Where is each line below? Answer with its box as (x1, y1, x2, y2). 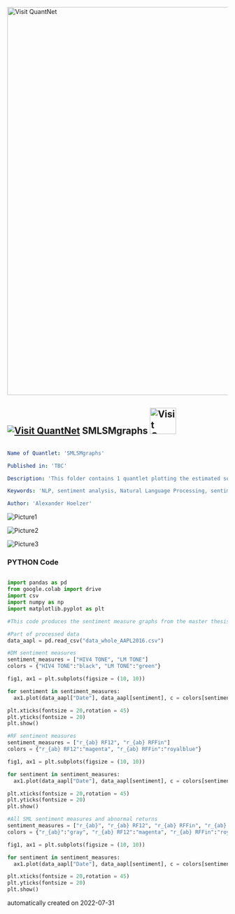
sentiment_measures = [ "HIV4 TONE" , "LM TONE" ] (7, 656, 149, 664)
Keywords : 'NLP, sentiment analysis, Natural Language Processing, (7, 487, 208, 494)
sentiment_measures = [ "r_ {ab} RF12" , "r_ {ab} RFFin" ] (7, 739, 171, 746)
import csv (7, 592, 39, 599)
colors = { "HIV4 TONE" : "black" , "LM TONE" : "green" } (7, 663, 161, 670)
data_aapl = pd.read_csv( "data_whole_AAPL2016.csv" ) (7, 637, 164, 644)
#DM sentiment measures (7, 650, 77, 657)
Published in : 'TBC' (7, 462, 68, 469)
